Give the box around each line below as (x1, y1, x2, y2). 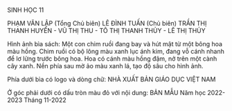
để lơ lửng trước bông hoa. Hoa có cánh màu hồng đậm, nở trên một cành (7, 54, 217, 63)
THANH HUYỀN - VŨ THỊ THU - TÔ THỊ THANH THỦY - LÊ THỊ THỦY (7, 27, 206, 34)
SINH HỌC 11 (7, 6, 44, 14)
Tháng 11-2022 (24, 96, 67, 104)
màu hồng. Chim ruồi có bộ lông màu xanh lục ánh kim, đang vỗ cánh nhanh (7, 48, 225, 55)
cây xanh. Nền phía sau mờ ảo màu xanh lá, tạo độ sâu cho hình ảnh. (7, 62, 204, 70)
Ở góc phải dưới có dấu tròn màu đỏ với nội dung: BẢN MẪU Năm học (7, 89, 206, 97)
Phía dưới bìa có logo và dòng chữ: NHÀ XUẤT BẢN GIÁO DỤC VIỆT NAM (7, 75, 216, 83)
